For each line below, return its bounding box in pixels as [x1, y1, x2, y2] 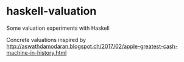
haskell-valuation [6, 4, 97, 18]
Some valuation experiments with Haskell [6, 24, 110, 32]
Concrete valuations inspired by [6, 36, 87, 43]
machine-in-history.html [6, 49, 67, 56]
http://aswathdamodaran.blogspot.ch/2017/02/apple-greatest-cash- [6, 43, 178, 50]
